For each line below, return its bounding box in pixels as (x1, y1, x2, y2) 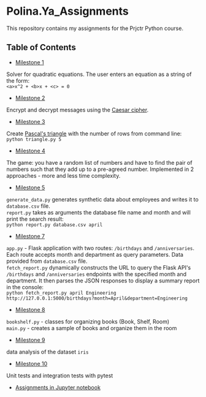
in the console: (6, 283, 44, 290)
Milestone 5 (15, 184, 45, 191)
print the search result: (6, 215, 64, 222)
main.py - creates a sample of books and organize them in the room (6, 324, 177, 331)
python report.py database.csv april (6, 222, 103, 228)
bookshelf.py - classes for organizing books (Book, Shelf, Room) (6, 317, 170, 325)
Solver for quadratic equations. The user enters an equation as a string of (6, 70, 192, 78)
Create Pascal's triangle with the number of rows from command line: (6, 130, 182, 137)
